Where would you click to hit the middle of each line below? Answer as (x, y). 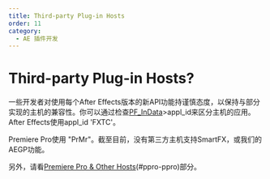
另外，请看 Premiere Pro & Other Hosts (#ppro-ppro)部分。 (105, 167)
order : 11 (25, 23)
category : (25, 31)
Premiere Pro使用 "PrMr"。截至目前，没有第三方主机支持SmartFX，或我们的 (135, 139)
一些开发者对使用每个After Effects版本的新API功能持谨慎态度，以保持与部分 (135, 102)
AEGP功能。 (29, 150)
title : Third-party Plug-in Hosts (67, 16)
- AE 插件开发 (37, 38)
